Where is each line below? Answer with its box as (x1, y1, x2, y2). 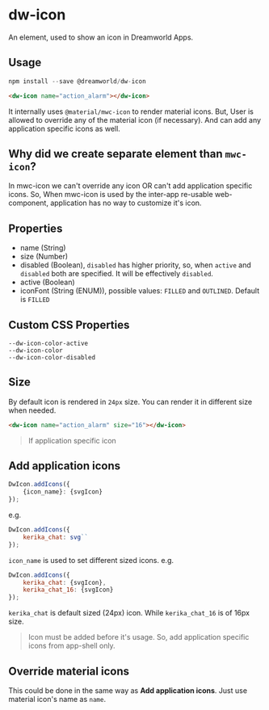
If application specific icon (27, 435, 117, 445)
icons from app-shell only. (27, 641, 116, 651)
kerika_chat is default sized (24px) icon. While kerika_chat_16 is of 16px (8, 608, 250, 618)
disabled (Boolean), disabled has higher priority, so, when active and (19, 260, 252, 270)
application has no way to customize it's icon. (49, 198, 202, 208)
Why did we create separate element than (8, 147, 224, 161)
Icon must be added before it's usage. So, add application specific (27, 632, 250, 642)
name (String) (19, 243, 66, 253)
